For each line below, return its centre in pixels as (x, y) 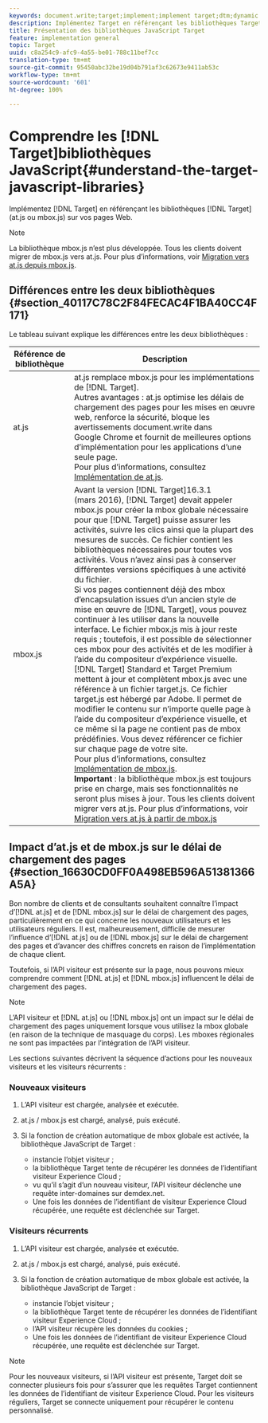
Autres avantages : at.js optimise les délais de (159, 398)
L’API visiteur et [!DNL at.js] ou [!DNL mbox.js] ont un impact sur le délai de (131, 1017)
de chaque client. (37, 954)
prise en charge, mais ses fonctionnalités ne (156, 789)
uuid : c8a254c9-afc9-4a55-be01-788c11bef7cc (84, 53)
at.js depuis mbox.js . (43, 265)
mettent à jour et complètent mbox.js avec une (160, 680)
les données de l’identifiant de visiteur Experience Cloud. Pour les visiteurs (132, 1393)
